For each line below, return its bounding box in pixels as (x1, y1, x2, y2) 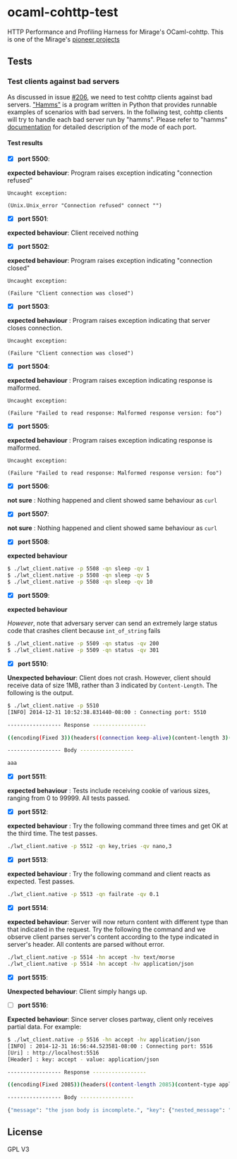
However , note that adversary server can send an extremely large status (7, 619, 217, 627)
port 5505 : (17, 422, 50, 431)
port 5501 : (17, 214, 49, 223)
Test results (7, 139, 43, 147)
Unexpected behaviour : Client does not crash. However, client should (7, 673, 212, 682)
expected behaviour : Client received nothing (7, 228, 139, 237)
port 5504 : (17, 362, 50, 371)
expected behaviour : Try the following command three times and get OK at (7, 822, 228, 830)
